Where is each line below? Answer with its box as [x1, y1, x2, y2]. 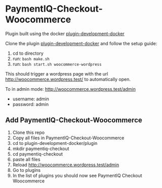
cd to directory [12, 50, 44, 56]
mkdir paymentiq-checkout [12, 145, 69, 152]
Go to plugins [12, 167, 41, 173]
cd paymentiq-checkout [12, 151, 63, 157]
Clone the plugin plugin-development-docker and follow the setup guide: [5, 40, 157, 46]
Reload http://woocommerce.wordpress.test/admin [12, 162, 119, 168]
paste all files [12, 156, 40, 162]
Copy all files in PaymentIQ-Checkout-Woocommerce [12, 135, 125, 141]
